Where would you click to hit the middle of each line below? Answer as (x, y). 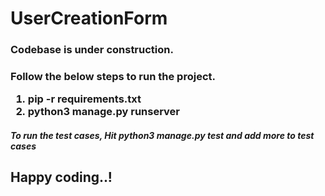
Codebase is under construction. (92, 50)
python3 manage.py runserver (104, 112)
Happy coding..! (61, 177)
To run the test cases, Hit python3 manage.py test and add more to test (162, 135)
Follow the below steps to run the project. (113, 77)
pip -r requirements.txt (84, 99)
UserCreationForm (89, 18)
